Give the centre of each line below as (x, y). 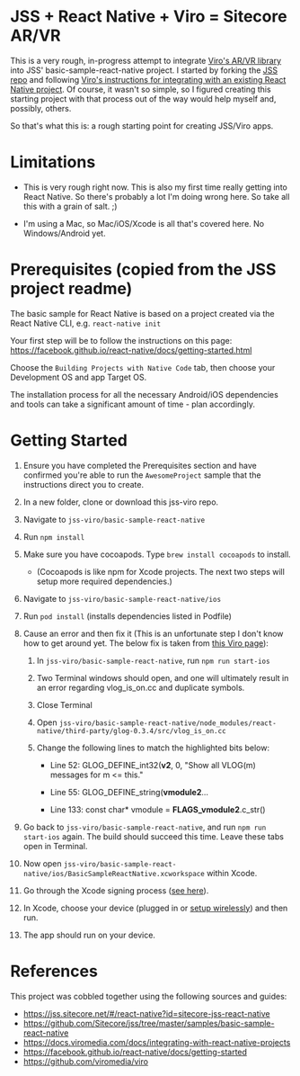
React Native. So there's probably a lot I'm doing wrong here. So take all (156, 196)
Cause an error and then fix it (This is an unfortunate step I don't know (153, 633)
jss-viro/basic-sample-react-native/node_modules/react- (168, 723)
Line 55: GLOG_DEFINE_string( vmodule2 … (129, 792)
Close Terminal (64, 704)
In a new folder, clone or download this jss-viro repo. (121, 502)
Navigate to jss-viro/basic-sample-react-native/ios (122, 598)
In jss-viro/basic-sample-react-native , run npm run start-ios (153, 660)
